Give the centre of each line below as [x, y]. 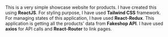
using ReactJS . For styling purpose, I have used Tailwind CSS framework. [83, 13]
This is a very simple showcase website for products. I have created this [81, 7]
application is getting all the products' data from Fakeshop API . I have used [84, 23]
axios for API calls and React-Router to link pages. [59, 29]
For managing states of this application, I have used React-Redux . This [80, 18]
